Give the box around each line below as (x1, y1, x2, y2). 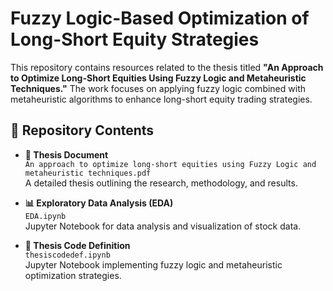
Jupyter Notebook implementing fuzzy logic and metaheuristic (24, 258, 283, 271)
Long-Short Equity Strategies (10, 28, 260, 51)
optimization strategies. (24, 269, 122, 281)
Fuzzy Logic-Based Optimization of (10, 7, 310, 30)
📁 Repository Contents (10, 122, 155, 139)
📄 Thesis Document (24, 148, 109, 161)
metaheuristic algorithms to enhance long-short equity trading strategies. (10, 93, 313, 105)
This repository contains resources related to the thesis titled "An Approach (10, 61, 324, 73)
